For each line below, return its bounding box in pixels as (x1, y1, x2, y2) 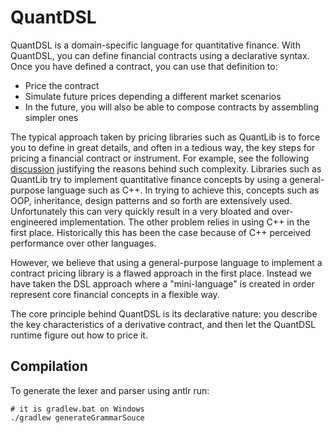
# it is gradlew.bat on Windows (10, 404, 145, 414)
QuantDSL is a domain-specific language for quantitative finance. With (10, 39, 301, 51)
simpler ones (24, 111, 79, 123)
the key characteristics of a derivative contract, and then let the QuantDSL (10, 318, 317, 330)
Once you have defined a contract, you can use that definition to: (10, 60, 278, 72)
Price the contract (24, 79, 100, 91)
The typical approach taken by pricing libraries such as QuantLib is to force (10, 131, 321, 143)
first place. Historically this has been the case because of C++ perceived (10, 226, 312, 238)
